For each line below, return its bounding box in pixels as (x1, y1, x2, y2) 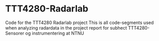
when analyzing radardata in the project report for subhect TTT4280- (5, 24, 150, 30)
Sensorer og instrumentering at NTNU (5, 30, 84, 36)
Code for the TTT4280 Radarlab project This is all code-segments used (5, 19, 154, 25)
